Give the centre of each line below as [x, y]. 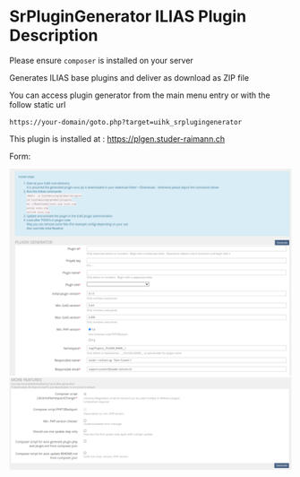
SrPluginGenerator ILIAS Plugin [128, 17]
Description [54, 35]
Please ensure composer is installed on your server [102, 60]
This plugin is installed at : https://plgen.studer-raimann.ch [117, 139]
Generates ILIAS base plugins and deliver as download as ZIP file [129, 77]
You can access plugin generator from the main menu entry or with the [140, 95]
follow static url [38, 104]
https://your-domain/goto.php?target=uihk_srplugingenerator [126, 122]
